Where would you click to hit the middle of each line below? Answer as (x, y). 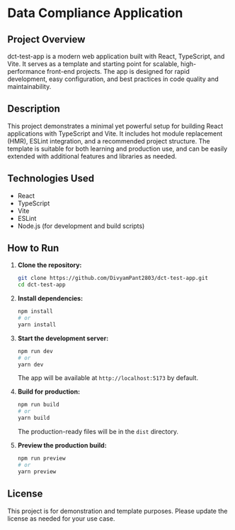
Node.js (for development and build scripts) (81, 226)
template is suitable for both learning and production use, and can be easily (117, 148)
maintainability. (29, 86)
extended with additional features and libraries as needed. (92, 156)
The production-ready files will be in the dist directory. (98, 432)
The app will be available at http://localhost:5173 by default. (108, 378)
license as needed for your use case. (61, 518)
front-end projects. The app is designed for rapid (118, 71)
